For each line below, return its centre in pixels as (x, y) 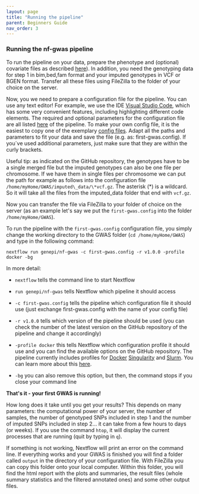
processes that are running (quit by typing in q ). (64, 436)
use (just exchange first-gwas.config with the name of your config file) (101, 309)
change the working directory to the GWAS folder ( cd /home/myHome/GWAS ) (96, 235)
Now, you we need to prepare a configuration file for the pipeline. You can (97, 99)
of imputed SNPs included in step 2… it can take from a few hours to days (96, 424)
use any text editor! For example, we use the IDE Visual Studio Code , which (98, 105)
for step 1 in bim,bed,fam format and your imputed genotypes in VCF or (93, 74)
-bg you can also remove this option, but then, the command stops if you (104, 375)
